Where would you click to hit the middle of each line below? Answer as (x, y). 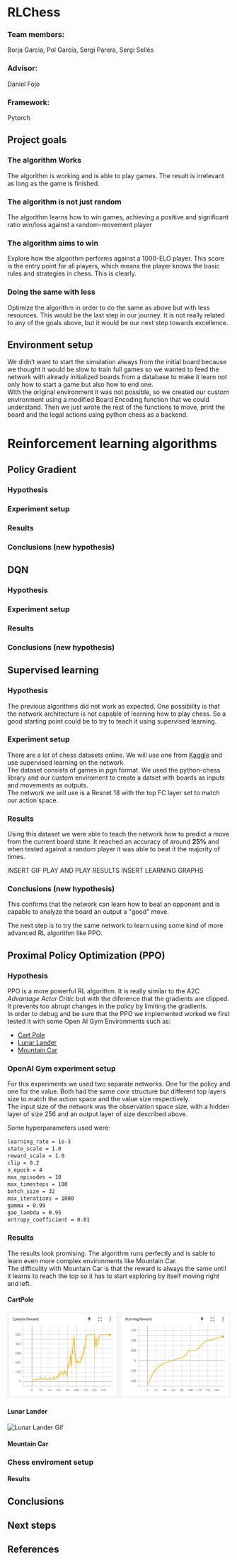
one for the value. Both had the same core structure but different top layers (117, 1091)
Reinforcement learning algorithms (112, 443)
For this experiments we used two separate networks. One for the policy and (119, 1084)
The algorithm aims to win (53, 243)
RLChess (34, 12)
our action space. (33, 800)
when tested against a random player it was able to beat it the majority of (114, 849)
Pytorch (19, 118)
